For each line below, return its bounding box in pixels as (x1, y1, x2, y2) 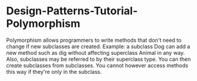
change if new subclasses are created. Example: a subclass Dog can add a (6, 43, 190, 50)
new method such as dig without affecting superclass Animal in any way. (6, 49, 185, 56)
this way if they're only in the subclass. (6, 68, 102, 75)
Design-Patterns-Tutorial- (6, 4, 138, 18)
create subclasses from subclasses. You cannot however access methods (6, 61, 189, 69)
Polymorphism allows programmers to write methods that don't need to (6, 36, 182, 43)
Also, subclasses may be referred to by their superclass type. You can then (6, 55, 191, 63)
